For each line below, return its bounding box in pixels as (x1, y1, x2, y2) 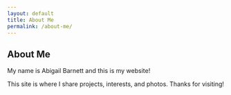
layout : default (7, 10, 54, 17)
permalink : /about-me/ (7, 23, 73, 30)
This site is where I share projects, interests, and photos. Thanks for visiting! (7, 80, 225, 88)
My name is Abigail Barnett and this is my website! (7, 67, 151, 75)
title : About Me (7, 17, 54, 23)
